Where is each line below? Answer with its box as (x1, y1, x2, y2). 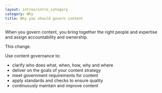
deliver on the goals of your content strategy (12, 67, 101, 73)
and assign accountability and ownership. (5, 34, 88, 40)
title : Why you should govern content (5, 16, 83, 21)
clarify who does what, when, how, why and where (12, 62, 114, 68)
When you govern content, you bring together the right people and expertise (5, 29, 158, 35)
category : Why (5, 12, 34, 16)
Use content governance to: (5, 53, 61, 59)
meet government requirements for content (12, 73, 98, 79)
